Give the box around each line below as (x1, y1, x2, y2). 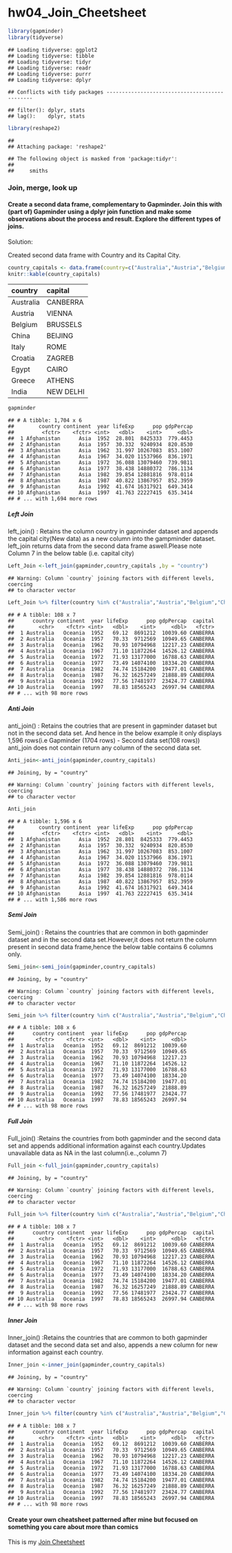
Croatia (11, 353, 35, 363)
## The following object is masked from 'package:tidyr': (8, 155, 178, 162)
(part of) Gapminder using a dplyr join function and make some (8, 208, 192, 216)
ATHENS (46, 376, 74, 385)
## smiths (8, 167, 49, 174)
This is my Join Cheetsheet (8, 1538, 85, 1546)
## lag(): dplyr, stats (8, 112, 85, 120)
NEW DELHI (46, 387, 85, 397)
